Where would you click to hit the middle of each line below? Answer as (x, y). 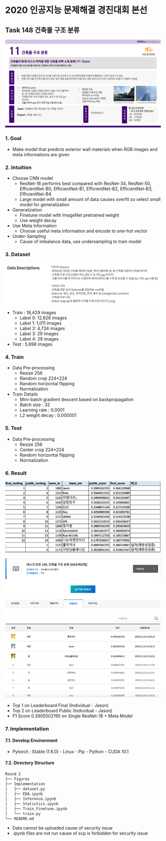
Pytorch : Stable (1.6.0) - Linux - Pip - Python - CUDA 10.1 (70, 751)
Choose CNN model (33, 178)
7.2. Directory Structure (30, 763)
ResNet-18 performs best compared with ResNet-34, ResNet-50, (85, 184)
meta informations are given (41, 154)
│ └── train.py (23, 814)
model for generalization (45, 205)
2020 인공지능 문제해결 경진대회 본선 (76, 10)
